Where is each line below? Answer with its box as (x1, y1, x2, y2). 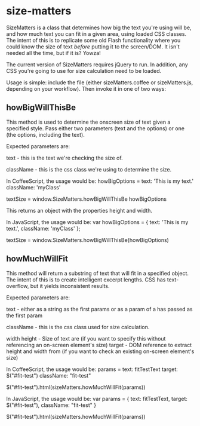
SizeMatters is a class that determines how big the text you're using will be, (6, 24, 192, 31)
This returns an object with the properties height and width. (6, 207, 152, 214)
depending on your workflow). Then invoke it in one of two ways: (6, 85, 166, 92)
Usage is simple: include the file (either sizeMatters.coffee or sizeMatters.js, (6, 79, 193, 86)
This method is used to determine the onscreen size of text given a (6, 118, 171, 125)
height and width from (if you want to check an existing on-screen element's (6, 348, 195, 355)
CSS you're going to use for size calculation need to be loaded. (6, 67, 162, 74)
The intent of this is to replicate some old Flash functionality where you (6, 36, 181, 44)
